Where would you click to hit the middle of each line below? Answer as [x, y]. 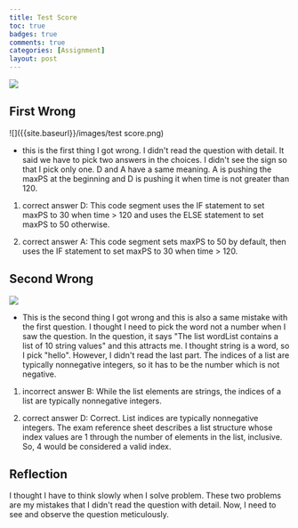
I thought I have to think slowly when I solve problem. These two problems [145, 496]
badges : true [33, 34]
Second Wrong [52, 279]
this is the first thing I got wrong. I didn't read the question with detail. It [153, 150]
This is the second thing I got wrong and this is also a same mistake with [155, 317]
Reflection [39, 474]
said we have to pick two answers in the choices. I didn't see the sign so [154, 159]
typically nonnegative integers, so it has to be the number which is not [151, 364]
